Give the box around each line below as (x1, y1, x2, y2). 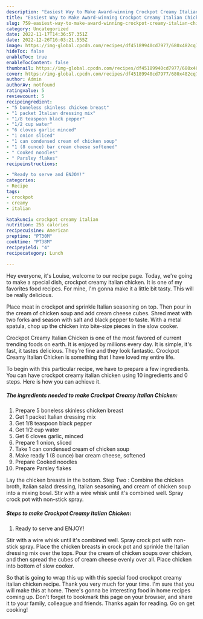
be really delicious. (6, 291, 53, 298)
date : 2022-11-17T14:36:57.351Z (6, 31, 88, 38)
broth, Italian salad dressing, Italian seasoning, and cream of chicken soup (6, 483, 192, 490)
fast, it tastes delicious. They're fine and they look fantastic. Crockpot (6, 347, 179, 354)
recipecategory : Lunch (6, 250, 63, 256)
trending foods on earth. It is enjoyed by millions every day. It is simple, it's (6, 340, 192, 348)
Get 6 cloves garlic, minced (14, 433, 83, 440)
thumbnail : (6, 65, 34, 71)
